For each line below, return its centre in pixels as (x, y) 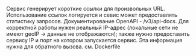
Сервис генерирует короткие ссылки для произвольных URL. (86, 9)
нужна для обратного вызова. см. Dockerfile (63, 46)
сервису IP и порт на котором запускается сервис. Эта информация (94, 40)
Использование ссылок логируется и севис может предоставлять (92, 15)
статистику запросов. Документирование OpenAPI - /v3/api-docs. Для (97, 21)
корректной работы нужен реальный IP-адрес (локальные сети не (92, 27)
